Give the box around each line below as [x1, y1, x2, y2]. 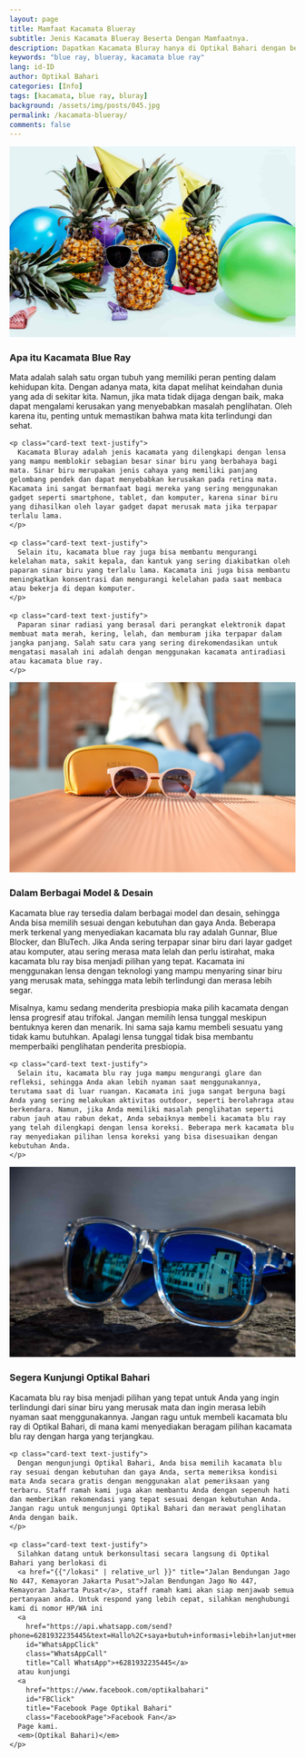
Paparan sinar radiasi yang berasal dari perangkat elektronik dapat [17, 620, 286, 630]
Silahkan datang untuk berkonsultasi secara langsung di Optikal [17, 1549, 271, 1558]
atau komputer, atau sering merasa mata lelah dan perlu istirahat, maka [9, 945, 275, 957]
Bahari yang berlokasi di [9, 1558, 107, 1567]
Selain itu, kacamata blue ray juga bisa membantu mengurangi [17, 548, 258, 558]
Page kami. [17, 1722, 59, 1731]
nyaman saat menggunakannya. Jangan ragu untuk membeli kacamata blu [9, 1411, 288, 1422]
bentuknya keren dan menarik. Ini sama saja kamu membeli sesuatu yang [9, 1022, 283, 1032]
